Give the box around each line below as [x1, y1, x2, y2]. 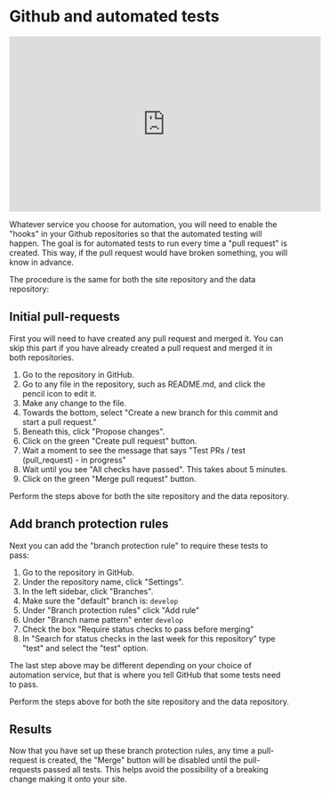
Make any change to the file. [21, 397, 127, 408]
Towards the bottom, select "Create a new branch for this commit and [21, 407, 278, 418]
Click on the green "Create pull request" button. [21, 435, 197, 446]
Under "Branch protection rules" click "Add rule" [21, 604, 200, 616]
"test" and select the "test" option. [21, 642, 149, 653]
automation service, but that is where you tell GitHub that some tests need [9, 669, 281, 680]
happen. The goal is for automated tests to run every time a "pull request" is [9, 238, 287, 249]
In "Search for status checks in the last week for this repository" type [21, 633, 276, 643]
